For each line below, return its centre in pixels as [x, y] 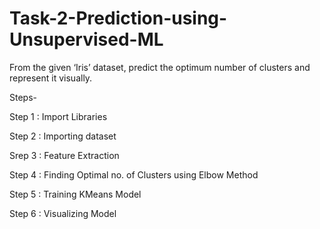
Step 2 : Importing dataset [63, 136]
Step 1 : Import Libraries [58, 116]
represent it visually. [51, 78]
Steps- [23, 97]
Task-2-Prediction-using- [118, 18]
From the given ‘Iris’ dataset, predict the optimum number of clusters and [160, 67]
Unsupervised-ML [86, 39]
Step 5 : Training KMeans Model [75, 194]
